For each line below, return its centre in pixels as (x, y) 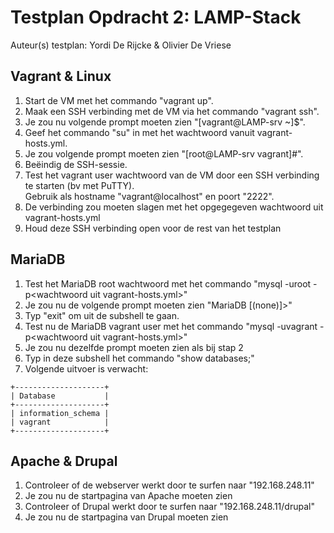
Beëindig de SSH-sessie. (76, 164)
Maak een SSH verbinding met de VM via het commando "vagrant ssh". (172, 111)
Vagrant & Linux (61, 76)
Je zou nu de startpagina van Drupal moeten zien (126, 517)
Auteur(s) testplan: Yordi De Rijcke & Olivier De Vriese (121, 45)
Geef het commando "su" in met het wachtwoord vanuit (139, 132)
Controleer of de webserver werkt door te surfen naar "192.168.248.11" (169, 485)
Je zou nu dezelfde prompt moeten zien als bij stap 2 (134, 347)
